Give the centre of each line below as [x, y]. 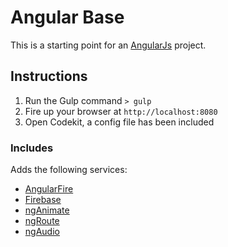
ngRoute [42, 221]
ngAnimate [47, 210]
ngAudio [42, 232]
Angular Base [67, 17]
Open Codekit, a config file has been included [119, 122]
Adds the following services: [69, 170]
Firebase [43, 200]
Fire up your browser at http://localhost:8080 [121, 111]
